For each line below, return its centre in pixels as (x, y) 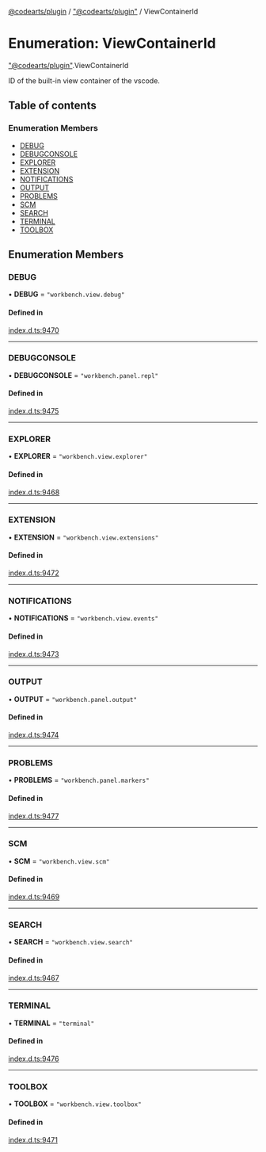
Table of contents (52, 106)
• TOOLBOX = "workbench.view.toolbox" (75, 1104)
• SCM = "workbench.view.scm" (59, 861)
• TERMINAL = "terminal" (51, 1023)
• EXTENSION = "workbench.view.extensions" (84, 537)
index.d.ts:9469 (34, 897)
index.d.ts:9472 (34, 573)
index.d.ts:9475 (34, 411)
